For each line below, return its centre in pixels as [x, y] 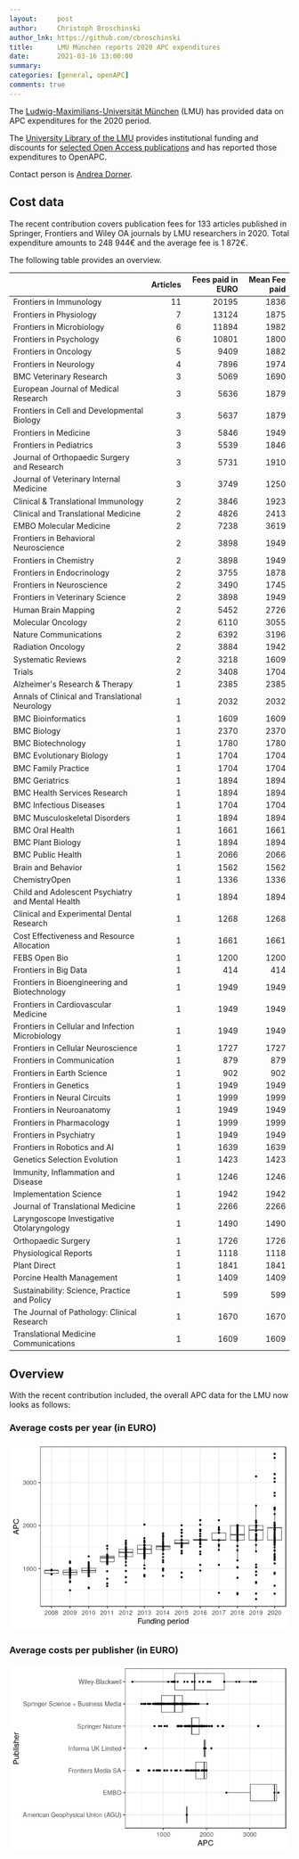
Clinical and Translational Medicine [77, 514]
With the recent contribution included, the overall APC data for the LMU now [149, 1395]
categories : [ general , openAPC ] [69, 76]
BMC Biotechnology [49, 744]
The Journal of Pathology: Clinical [75, 1312]
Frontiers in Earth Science [60, 1073]
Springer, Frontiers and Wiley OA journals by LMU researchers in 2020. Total [149, 233]
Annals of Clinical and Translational [77, 696]
